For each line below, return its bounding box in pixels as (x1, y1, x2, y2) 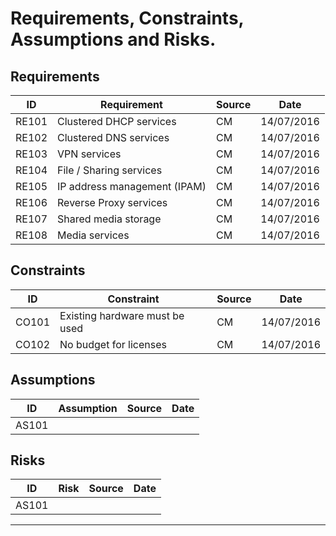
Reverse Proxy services (57, 196, 168, 209)
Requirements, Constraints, (10, 7, 245, 30)
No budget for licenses (59, 337, 167, 351)
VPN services (57, 147, 122, 161)
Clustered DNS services (57, 131, 170, 144)
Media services (57, 228, 130, 242)
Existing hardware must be (59, 308, 185, 322)
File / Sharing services (57, 163, 163, 177)
